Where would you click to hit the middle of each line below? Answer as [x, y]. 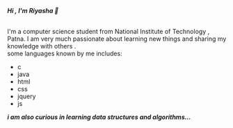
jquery [26, 96]
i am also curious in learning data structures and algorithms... [99, 117]
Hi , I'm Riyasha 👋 [33, 11]
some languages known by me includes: [65, 53]
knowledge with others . [42, 46]
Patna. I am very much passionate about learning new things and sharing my [117, 39]
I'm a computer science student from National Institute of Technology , [109, 31]
